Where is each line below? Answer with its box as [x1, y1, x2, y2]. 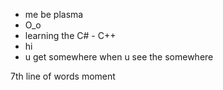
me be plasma [24, 9, 84, 20]
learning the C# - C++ [24, 30, 117, 41]
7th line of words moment [10, 70, 116, 82]
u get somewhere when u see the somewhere [24, 51, 214, 63]
